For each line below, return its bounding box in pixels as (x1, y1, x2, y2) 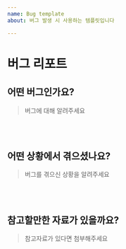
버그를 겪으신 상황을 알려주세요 (24, 170, 110, 179)
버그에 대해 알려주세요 (24, 106, 86, 115)
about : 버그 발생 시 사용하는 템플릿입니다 (7, 17, 115, 24)
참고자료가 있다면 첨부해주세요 (24, 234, 108, 243)
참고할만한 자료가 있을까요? (7, 214, 120, 226)
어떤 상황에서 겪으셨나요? (7, 150, 111, 162)
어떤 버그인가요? (7, 86, 75, 98)
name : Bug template (7, 10, 65, 18)
